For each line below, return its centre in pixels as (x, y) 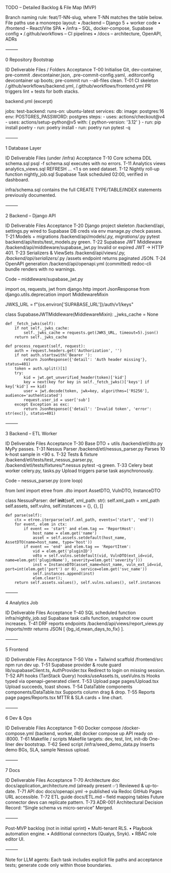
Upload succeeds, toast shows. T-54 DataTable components (69, 687)
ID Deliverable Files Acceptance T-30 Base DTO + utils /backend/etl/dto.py (84, 443)
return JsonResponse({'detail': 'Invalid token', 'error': (88, 409)
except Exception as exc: (42, 404)
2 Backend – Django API (31, 216)
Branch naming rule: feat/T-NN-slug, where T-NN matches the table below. (84, 17)
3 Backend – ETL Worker (31, 433)
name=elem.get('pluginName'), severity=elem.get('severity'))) (74, 560)
